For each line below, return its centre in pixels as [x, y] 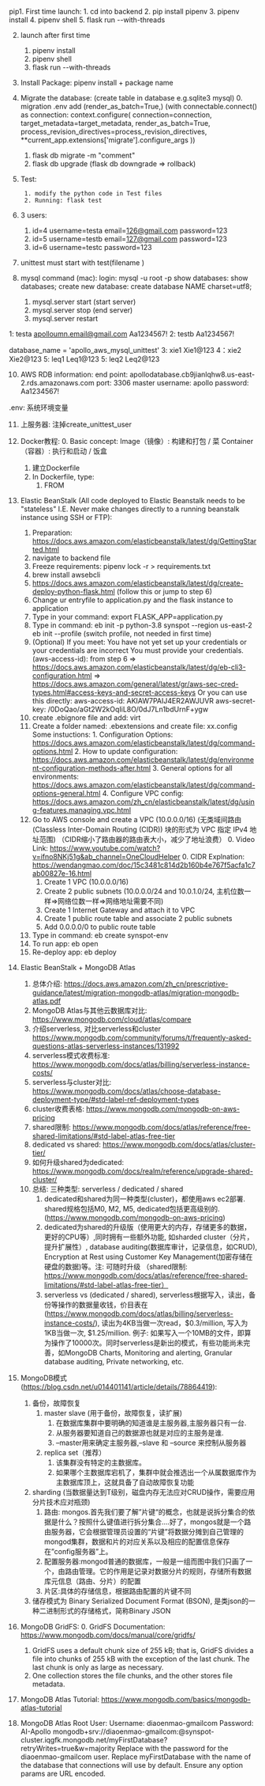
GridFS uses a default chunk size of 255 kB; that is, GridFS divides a [143, 1650]
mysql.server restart [65, 319]
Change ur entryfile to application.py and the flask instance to [132, 600]
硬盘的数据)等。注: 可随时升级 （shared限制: [116, 1267]
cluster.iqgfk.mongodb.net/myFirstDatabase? [94, 1740]
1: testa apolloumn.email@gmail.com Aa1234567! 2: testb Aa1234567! [122, 334]
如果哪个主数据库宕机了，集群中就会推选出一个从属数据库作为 [156, 1472]
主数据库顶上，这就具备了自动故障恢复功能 [125, 1482]
